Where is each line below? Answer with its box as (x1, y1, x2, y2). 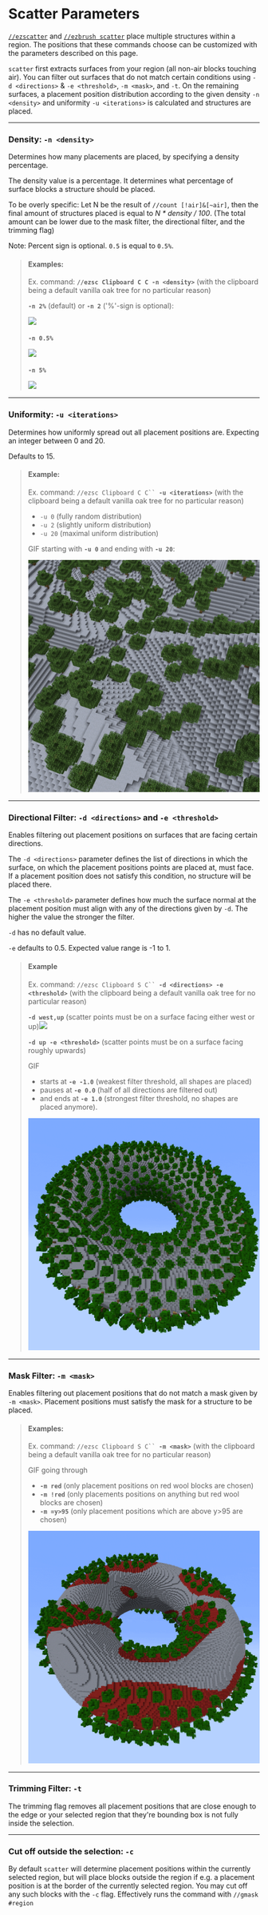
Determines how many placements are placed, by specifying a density (8, 152, 239, 162)
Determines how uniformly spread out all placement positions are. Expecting (8, 427, 259, 437)
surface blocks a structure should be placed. (8, 185, 156, 194)
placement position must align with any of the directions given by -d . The (8, 903, 249, 913)
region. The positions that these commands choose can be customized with (8, 39, 258, 49)
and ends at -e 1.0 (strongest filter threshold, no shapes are (39, 1093, 238, 1103)
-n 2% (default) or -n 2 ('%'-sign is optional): (27, 301, 174, 310)
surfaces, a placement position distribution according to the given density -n (8, 89, 260, 98)
